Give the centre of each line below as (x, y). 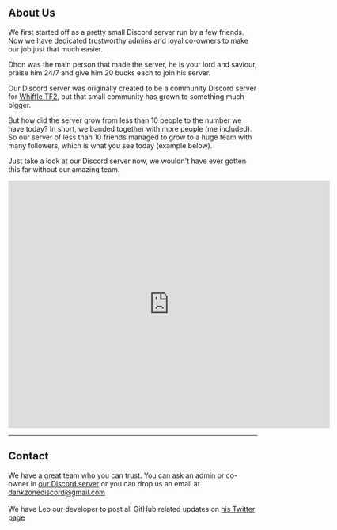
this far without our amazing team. (64, 169)
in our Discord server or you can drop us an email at (115, 483)
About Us (32, 13)
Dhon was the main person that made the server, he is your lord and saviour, (133, 64)
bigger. (20, 105)
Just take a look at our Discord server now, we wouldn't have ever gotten (127, 161)
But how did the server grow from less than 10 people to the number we (125, 120)
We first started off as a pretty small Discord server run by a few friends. (126, 32)
